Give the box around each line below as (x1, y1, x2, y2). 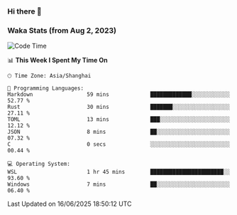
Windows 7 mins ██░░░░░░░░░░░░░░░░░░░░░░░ (7, 181, 231, 188)
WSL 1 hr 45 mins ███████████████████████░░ (7, 169, 231, 176)
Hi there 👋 (7, 6, 43, 16)
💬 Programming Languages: (7, 85, 84, 92)
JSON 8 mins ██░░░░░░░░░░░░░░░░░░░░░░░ (7, 128, 231, 136)
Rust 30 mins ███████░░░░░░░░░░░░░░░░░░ (7, 103, 231, 111)
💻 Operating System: (7, 160, 71, 168)
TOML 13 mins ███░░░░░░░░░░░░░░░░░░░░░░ (7, 116, 231, 123)
